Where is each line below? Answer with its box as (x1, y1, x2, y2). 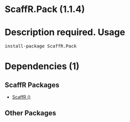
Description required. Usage (5, 27, 125, 38)
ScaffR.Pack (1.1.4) (5, 4, 85, 15)
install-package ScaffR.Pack (5, 43, 77, 49)
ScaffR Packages (5, 81, 59, 89)
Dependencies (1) (5, 60, 80, 72)
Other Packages (5, 108, 56, 117)
